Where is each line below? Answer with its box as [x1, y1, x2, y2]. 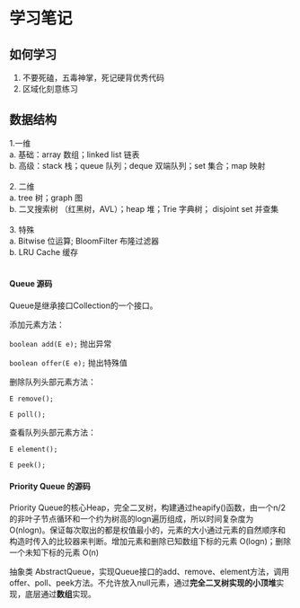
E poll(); [9, 410, 47, 419]
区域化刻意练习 [22, 84, 78, 94]
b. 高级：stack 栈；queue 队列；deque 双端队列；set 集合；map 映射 [9, 160, 266, 171]
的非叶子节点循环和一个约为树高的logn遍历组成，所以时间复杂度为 [9, 514, 254, 524]
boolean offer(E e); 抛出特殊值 [9, 357, 128, 368]
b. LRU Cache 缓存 [9, 246, 79, 257]
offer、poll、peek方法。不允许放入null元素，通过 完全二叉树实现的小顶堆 [9, 577, 277, 588]
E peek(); [9, 461, 47, 470]
